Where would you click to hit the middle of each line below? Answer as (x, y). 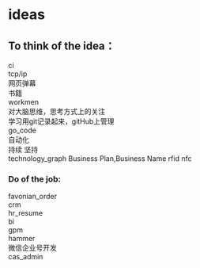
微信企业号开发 (32, 248)
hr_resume (26, 213)
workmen (24, 102)
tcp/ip (18, 74)
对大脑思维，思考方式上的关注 (57, 111)
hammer (22, 239)
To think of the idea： (62, 46)
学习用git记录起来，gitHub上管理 (61, 121)
